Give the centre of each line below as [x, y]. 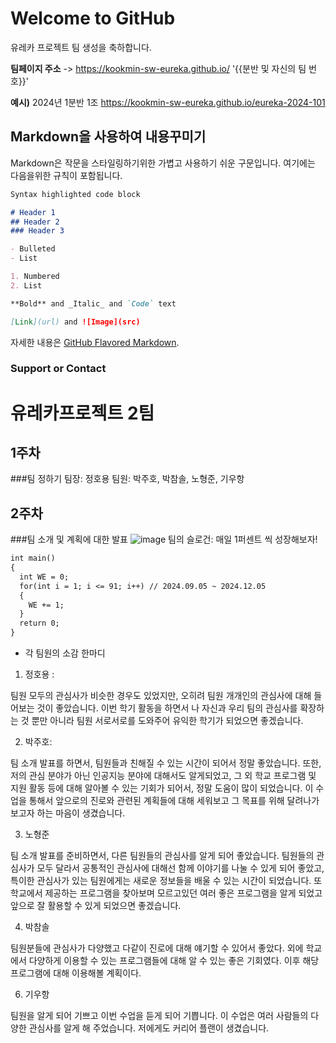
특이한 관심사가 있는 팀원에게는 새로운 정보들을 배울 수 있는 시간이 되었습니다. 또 [166, 881]
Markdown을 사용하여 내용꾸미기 [108, 137]
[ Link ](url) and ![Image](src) [75, 322]
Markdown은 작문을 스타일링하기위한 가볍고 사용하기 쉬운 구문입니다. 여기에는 [163, 163]
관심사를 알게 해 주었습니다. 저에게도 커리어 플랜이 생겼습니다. [149, 1028]
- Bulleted [33, 249]
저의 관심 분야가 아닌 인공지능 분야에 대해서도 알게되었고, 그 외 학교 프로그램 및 [163, 776]
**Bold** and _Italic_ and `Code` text [93, 303]
